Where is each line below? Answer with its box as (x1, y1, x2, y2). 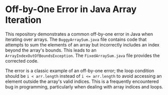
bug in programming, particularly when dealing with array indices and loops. (5, 83, 163, 89)
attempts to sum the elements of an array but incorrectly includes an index (5, 41, 160, 47)
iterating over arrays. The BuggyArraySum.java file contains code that (5, 36, 147, 42)
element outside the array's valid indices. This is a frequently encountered (5, 78, 159, 84)
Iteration (5, 14, 42, 26)
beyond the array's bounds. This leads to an (5, 47, 97, 53)
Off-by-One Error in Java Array (5, 4, 137, 15)
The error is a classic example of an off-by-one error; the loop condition (5, 67, 154, 74)
